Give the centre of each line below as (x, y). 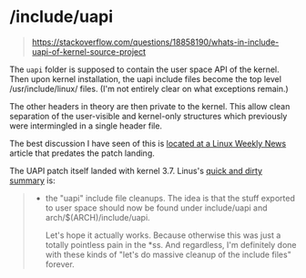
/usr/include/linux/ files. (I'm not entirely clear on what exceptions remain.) (149, 88)
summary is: (33, 180)
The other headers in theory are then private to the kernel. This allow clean (150, 106)
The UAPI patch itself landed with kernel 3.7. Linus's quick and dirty (136, 170)
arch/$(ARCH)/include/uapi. (97, 217)
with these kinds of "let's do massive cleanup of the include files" (168, 254)
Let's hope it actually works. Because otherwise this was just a (163, 235)
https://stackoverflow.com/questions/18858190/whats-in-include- (155, 42)
